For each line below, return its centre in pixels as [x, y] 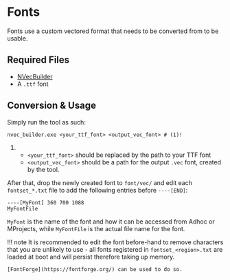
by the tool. [43, 169]
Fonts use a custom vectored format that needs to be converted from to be [113, 31]
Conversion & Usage [51, 106]
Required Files [38, 60]
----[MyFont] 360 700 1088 [46, 203]
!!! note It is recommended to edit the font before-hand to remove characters [115, 242]
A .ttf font [33, 84]
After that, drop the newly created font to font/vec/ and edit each [100, 182]
